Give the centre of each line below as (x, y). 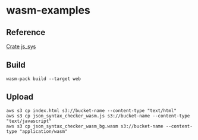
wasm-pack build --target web (44, 79)
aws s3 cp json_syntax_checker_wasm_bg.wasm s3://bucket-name (85, 126)
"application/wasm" (43, 131)
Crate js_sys (21, 46)
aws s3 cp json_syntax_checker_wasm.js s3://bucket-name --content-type (98, 116)
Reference (26, 32)
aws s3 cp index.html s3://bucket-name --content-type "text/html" (92, 110)
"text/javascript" (29, 121)
